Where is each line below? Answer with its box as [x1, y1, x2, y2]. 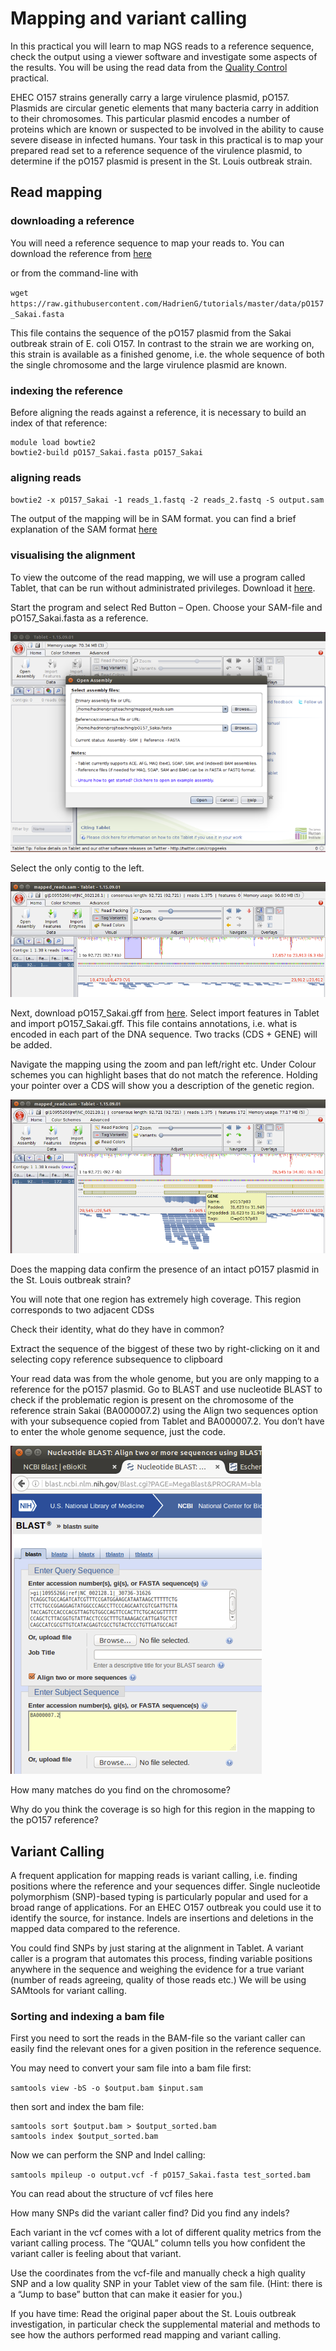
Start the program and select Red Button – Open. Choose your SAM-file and [10, 601, 323, 613]
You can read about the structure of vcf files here [10, 2188, 214, 2200]
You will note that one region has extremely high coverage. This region [10, 1293, 302, 1306]
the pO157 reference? [10, 1814, 100, 1826]
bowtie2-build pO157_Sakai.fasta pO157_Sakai [10, 447, 203, 457]
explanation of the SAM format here [10, 523, 158, 536]
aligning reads [10, 470, 82, 484]
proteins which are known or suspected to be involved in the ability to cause [10, 123, 325, 135]
